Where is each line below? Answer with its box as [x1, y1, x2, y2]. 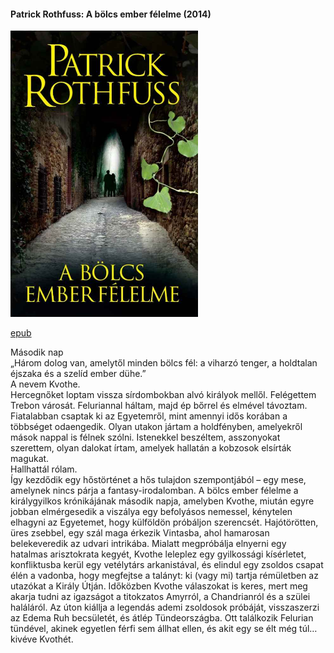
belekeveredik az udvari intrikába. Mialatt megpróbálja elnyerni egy [10, 538, 287, 550]
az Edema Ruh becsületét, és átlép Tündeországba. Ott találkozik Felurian [10, 612, 314, 624]
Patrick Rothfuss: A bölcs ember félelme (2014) [10, 8, 212, 20]
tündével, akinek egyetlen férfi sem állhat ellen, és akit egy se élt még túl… [10, 623, 318, 635]
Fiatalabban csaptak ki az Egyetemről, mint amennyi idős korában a [10, 410, 288, 422]
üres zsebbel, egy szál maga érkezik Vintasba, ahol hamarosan [10, 527, 270, 539]
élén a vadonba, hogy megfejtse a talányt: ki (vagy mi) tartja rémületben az [10, 570, 319, 582]
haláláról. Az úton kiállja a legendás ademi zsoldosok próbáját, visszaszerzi [10, 601, 320, 614]
